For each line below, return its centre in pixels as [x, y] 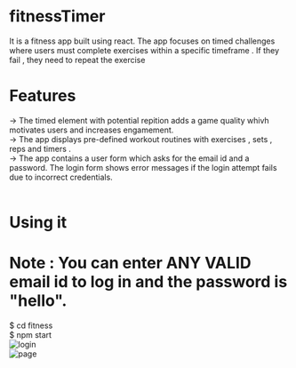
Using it [38, 223]
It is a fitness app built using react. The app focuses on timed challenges [142, 41]
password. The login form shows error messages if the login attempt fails [143, 167]
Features [43, 96]
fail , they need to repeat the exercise [77, 60]
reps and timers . [40, 148]
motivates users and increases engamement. [92, 130]
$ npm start [30, 335]
